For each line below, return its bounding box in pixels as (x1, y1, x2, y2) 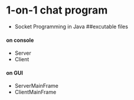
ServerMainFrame (14, 82, 59, 89)
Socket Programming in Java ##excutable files (14, 23, 129, 30)
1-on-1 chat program (6, 4, 108, 17)
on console (6, 36, 34, 44)
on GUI (6, 69, 24, 76)
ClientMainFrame (14, 89, 57, 96)
